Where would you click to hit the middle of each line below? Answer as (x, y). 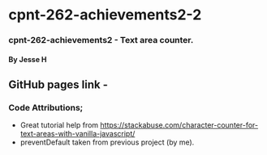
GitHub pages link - (58, 85)
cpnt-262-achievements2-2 (105, 15)
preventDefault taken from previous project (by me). (107, 142)
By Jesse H (28, 59)
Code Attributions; (46, 108)
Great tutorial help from (59, 125)
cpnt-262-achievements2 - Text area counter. (101, 40)
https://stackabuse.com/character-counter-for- (179, 125)
